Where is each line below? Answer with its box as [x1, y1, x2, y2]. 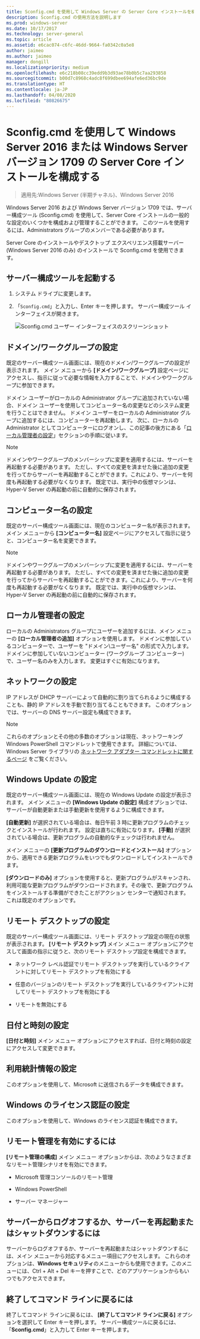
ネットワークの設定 [6, 676, 77, 687]
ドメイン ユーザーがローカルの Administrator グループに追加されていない [6, 394, 185, 401]
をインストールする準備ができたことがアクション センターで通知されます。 [6, 889, 189, 896]
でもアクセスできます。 [11, 1275, 68, 1282]
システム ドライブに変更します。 [14, 290, 94, 297]
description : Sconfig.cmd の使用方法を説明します [6, 14, 122, 20]
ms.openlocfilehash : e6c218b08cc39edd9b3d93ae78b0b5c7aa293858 [6, 70, 167, 76]
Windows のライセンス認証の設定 [6, 1100, 130, 1110]
